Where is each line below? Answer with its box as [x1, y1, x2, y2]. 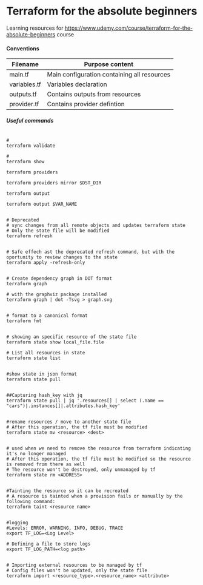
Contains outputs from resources [47, 90, 141, 98]
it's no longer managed [6, 451, 67, 457]
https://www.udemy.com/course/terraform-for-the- [64, 24, 193, 32]
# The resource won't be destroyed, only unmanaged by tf [6, 467, 156, 473]
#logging [6, 520, 28, 526]
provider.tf [9, 100, 39, 109]
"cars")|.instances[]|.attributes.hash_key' [6, 403, 121, 409]
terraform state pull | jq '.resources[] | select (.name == [6, 397, 164, 404]
